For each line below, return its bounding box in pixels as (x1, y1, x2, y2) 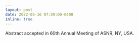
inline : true (5, 16, 33, 21)
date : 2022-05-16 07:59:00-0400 (5, 12, 73, 17)
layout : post (5, 7, 33, 12)
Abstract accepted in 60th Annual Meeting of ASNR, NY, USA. (5, 30, 134, 36)
